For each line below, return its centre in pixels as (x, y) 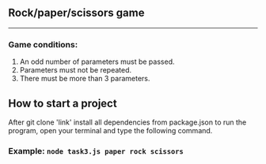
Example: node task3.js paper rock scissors (96, 151)
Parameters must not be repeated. (76, 70)
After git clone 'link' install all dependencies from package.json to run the (127, 122)
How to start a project (63, 103)
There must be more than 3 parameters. (85, 79)
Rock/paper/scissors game (76, 13)
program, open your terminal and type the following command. (110, 130)
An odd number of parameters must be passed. (97, 61)
